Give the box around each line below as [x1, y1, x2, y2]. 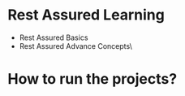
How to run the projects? [7, 70, 178, 89]
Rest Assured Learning [7, 6, 166, 24]
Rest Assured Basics [19, 33, 88, 42]
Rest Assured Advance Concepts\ [19, 41, 133, 50]
